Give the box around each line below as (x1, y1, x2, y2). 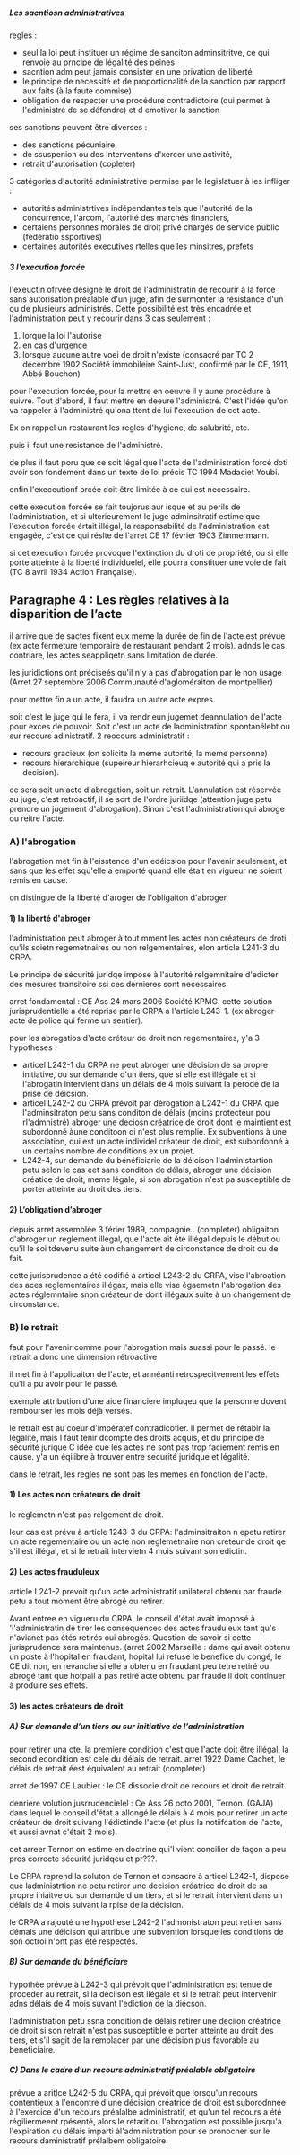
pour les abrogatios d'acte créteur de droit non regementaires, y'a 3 (9, 1033, 260, 1044)
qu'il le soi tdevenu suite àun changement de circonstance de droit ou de (9, 1243, 279, 1254)
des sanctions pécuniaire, (21, 139, 118, 150)
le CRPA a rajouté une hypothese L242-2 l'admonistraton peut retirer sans (9, 1916, 282, 1927)
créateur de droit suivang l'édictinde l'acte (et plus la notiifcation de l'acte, (9, 1816, 284, 1827)
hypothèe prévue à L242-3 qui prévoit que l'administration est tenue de (9, 1979, 273, 1990)
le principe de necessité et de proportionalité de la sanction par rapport (21, 75, 287, 86)
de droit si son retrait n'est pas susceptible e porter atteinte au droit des (9, 2025, 274, 2036)
